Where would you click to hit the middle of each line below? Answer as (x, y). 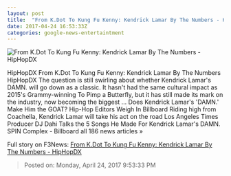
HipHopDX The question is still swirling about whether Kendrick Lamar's (109, 80)
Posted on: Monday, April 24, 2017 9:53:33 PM (90, 165)
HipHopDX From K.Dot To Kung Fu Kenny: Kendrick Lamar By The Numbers (114, 73)
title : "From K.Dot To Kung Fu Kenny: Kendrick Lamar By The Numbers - (113, 20)
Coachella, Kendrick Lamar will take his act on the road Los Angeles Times (113, 117)
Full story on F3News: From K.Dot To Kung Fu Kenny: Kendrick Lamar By (110, 144)
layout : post (26, 13)
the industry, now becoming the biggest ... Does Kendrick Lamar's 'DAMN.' (113, 102)
